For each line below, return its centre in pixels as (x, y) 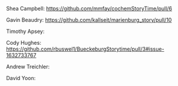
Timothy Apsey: (25, 31)
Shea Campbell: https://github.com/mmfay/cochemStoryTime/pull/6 (89, 9)
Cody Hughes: (24, 43)
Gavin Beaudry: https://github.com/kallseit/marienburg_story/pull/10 (89, 20)
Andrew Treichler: (28, 67)
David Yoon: (21, 78)
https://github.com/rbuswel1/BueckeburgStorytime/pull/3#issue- (85, 49)
